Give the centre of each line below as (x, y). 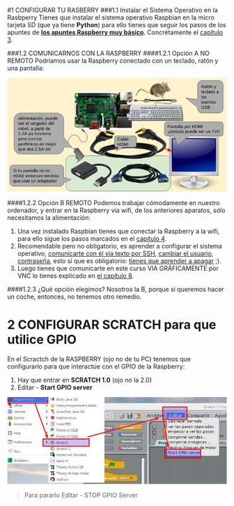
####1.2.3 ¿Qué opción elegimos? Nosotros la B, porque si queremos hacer (116, 289)
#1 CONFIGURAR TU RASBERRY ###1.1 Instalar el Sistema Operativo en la (112, 10)
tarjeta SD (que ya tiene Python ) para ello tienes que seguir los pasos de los (117, 25)
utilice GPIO (42, 340)
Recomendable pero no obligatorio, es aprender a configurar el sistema (120, 246)
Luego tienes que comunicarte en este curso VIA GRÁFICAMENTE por (118, 268)
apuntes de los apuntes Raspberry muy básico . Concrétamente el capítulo (115, 32)
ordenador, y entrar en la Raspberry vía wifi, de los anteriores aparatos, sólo (116, 210)
